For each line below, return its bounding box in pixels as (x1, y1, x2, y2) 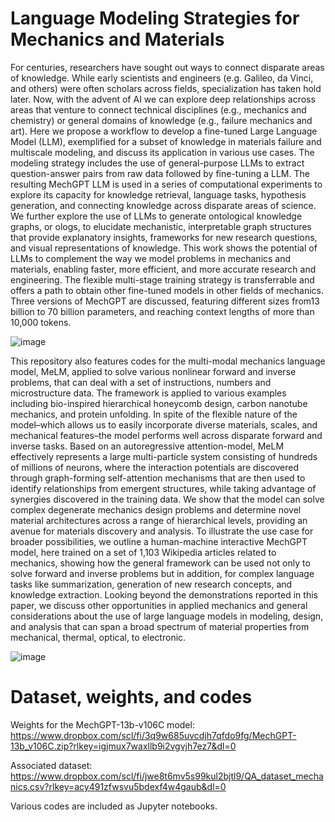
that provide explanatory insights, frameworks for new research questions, (10, 231, 318, 243)
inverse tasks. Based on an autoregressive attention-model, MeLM (10, 440, 285, 452)
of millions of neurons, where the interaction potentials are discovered (10, 461, 299, 473)
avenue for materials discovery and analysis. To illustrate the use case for (10, 525, 314, 537)
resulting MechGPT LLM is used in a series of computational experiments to (10, 178, 323, 190)
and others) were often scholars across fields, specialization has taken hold (10, 82, 322, 94)
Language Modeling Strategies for (10, 7, 300, 30)
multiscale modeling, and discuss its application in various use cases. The (10, 146, 315, 158)
